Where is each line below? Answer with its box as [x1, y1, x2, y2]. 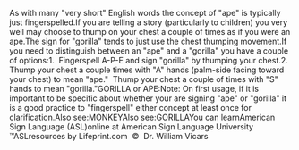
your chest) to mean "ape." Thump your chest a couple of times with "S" [9, 74, 279, 84]
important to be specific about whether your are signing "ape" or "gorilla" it [9, 93, 287, 104]
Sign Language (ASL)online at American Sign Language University [9, 121, 253, 132]
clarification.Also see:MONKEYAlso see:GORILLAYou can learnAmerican [9, 112, 276, 122]
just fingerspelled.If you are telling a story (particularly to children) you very [9, 17, 288, 28]
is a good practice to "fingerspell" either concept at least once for [9, 103, 252, 112]
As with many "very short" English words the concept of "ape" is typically [9, 8, 281, 18]
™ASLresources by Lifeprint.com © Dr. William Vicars [9, 131, 209, 141]
